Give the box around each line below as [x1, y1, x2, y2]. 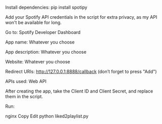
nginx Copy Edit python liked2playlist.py [5, 113, 89, 119]
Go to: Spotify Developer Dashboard [5, 29, 81, 35]
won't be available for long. [5, 20, 62, 25]
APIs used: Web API [5, 78, 47, 84]
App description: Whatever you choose [5, 49, 87, 55]
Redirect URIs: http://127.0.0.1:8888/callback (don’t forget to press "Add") [5, 68, 157, 74]
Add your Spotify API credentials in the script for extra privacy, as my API [5, 14, 157, 20]
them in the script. [5, 94, 43, 99]
